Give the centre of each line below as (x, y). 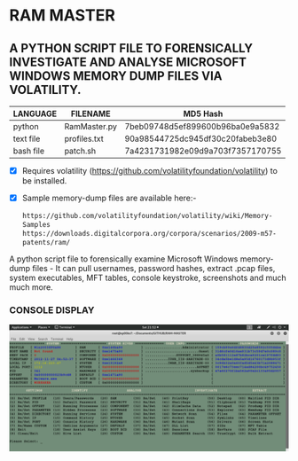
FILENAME (90, 113)
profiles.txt (84, 139)
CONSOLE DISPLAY (52, 309)
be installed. (44, 180)
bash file (29, 151)
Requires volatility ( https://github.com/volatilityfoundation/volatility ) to (149, 170)
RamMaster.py (91, 126)
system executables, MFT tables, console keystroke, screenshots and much (148, 277)
